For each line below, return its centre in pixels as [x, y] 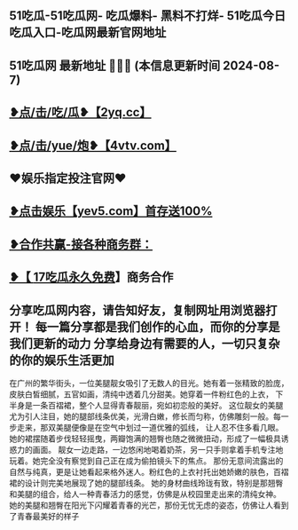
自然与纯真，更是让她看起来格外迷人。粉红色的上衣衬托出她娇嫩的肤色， [141, 471]
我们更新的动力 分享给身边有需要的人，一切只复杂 [145, 343]
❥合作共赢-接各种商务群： [81, 244]
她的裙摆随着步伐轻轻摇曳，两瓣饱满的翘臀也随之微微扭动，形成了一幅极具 [145, 439]
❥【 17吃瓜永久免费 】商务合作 [91, 277]
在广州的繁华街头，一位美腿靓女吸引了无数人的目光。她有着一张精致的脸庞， [149, 383]
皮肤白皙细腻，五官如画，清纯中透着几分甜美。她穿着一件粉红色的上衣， [141, 394]
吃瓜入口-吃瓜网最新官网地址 [88, 32]
